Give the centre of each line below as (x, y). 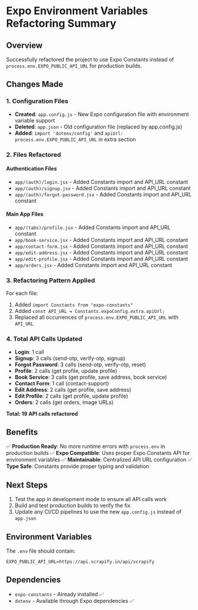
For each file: (22, 293)
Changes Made (35, 84)
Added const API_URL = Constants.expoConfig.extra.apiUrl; (90, 311)
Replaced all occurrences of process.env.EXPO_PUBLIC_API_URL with (97, 317)
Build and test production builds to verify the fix (73, 506)
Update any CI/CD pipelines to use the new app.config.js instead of (98, 512)
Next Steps (27, 485)
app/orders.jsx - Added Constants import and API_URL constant (93, 265)
